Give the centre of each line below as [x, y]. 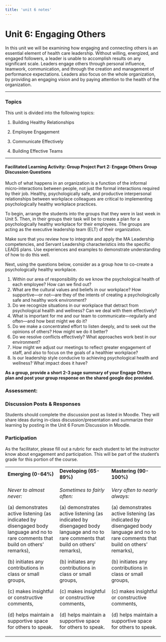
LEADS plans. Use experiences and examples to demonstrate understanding [83, 249]
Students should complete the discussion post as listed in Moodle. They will [82, 415]
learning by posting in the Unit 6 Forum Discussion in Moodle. [68, 425]
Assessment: [21, 391]
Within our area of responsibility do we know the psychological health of [86, 279]
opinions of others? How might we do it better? [60, 332]
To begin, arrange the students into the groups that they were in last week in [83, 214]
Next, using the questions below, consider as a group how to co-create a [79, 264]
